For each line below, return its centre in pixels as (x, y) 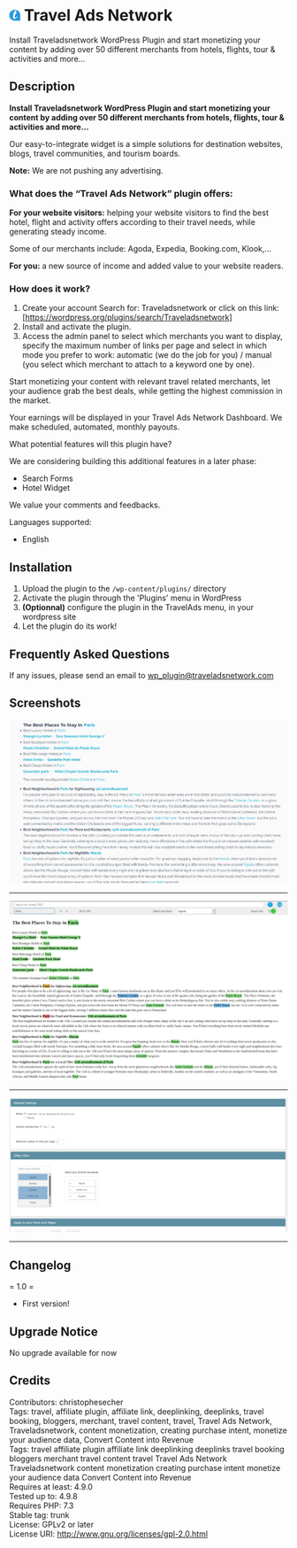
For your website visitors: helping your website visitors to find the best (139, 213)
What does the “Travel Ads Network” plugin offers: (121, 193)
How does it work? (50, 289)
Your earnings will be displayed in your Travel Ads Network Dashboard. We (146, 418)
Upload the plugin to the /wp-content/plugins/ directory (124, 589)
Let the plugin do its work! (69, 626)
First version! (46, 1304)
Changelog (40, 1265)
